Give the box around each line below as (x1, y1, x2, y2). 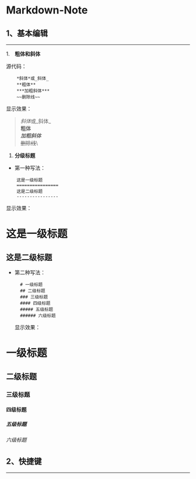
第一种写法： (14, 164, 45, 171)
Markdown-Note (6, 4, 88, 17)
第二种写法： (14, 269, 45, 275)
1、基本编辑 (6, 28, 48, 38)
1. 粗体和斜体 (6, 50, 41, 57)
